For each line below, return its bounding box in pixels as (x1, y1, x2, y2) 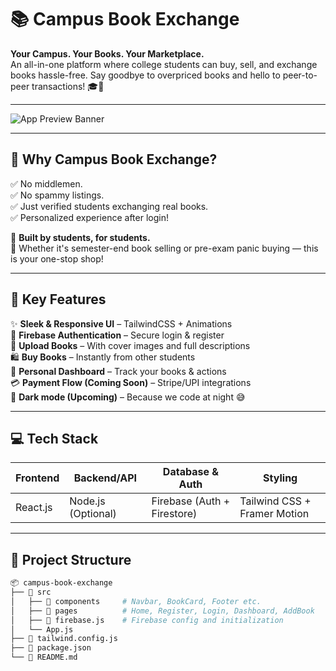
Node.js (69, 494, 106, 508)
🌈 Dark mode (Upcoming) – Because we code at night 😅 (10, 391, 246, 403)
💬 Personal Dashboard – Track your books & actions (10, 365, 227, 377)
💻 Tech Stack (10, 430, 99, 447)
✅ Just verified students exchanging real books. (10, 200, 209, 212)
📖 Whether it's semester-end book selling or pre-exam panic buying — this (10, 242, 319, 254)
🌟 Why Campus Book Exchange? (10, 151, 218, 168)
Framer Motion (239, 507, 310, 521)
